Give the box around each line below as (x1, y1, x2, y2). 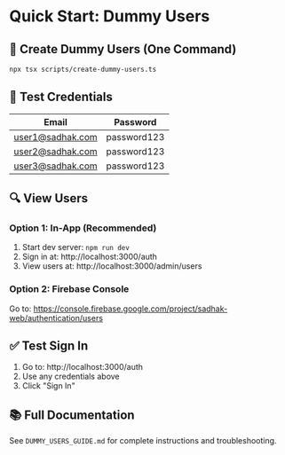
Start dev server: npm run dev (21, 242, 131, 253)
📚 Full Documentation (9, 407, 135, 422)
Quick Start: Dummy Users (9, 6, 210, 27)
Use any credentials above (21, 371, 120, 382)
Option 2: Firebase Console (9, 283, 130, 295)
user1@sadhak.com (13, 130, 98, 143)
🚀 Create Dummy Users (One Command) (9, 42, 237, 57)
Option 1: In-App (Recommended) (9, 222, 157, 234)
